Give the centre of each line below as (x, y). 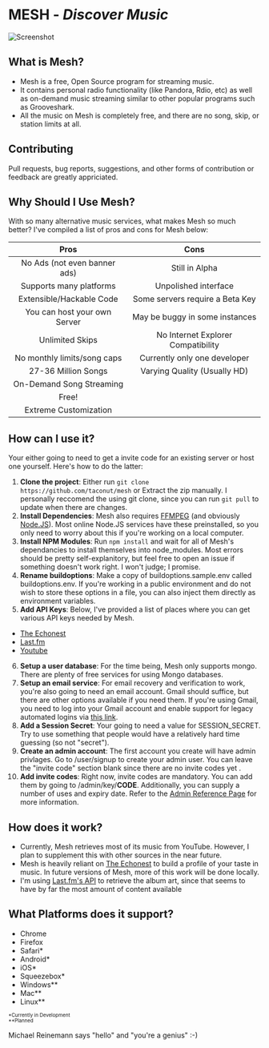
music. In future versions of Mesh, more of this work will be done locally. (140, 872)
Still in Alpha (194, 268)
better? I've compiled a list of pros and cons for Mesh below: (108, 230)
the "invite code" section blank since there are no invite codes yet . (130, 768)
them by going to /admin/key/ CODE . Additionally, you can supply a (130, 785)
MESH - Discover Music (88, 15)
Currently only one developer (195, 358)
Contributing (41, 149)
